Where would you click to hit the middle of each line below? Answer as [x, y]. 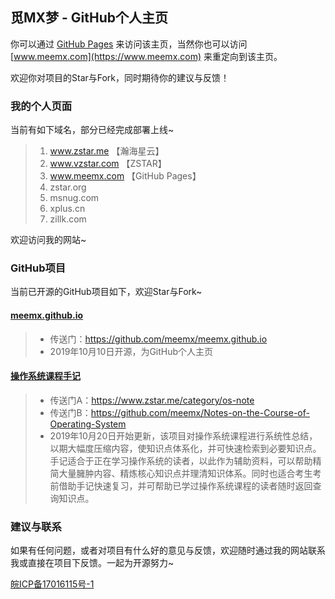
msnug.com [74, 198]
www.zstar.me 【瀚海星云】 [107, 151]
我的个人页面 [41, 106]
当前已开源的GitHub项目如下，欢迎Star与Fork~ [106, 292]
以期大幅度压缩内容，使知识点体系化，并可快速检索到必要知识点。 [185, 448]
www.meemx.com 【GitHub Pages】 [125, 176]
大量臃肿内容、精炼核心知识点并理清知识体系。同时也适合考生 [185, 473]
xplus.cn [67, 209]
